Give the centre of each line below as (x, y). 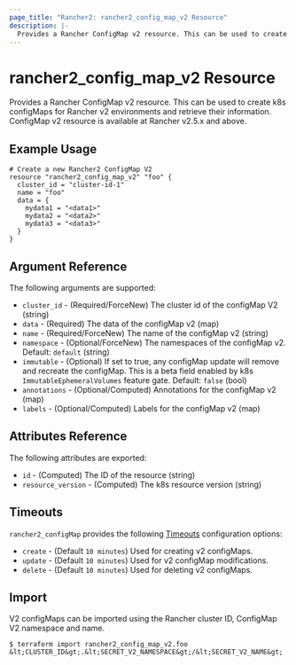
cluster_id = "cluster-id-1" (71, 185)
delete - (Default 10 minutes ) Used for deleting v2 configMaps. (137, 569)
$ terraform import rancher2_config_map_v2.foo (99, 645)
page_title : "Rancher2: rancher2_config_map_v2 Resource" (118, 17)
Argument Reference (68, 266)
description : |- (39, 26)
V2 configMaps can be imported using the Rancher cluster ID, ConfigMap (143, 619)
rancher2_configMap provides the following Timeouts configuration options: (146, 534)
